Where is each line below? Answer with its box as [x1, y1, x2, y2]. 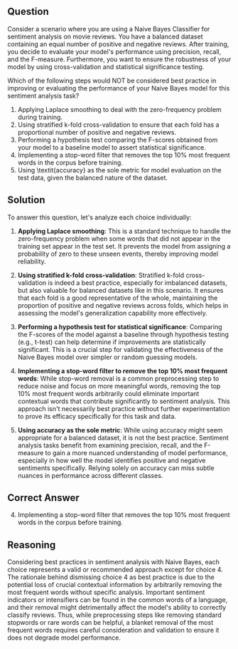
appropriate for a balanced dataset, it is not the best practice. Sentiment [17, 433, 229, 442]
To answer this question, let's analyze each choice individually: [7, 213, 192, 222]
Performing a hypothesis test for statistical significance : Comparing [17, 322, 222, 331]
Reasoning [7, 539, 56, 551]
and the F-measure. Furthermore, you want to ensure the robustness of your [7, 55, 232, 63]
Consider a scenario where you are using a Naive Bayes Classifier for [7, 24, 210, 33]
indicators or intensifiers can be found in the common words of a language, [7, 596, 228, 604]
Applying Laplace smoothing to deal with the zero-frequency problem [17, 105, 222, 113]
